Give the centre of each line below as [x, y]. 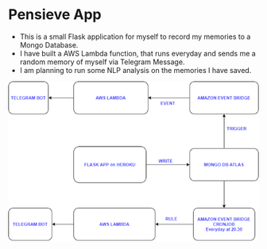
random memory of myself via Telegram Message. [102, 62]
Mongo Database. [49, 44]
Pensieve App [55, 15]
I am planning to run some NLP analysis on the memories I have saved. [135, 70]
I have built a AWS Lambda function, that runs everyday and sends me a [137, 53]
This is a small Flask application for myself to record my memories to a [135, 36]
